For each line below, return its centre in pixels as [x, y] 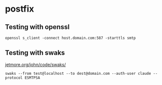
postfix [20, 9]
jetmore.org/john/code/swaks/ [36, 65]
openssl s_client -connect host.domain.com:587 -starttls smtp [71, 38]
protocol [14, 78]
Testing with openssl [37, 27]
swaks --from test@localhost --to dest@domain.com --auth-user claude [78, 73]
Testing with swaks [35, 53]
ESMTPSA [32, 78]
